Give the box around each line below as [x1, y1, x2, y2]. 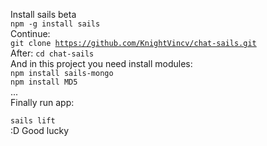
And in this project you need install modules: [10, 58, 193, 69]
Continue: [10, 28, 51, 39]
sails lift [10, 116, 56, 126]
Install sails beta [10, 9, 77, 20]
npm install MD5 [10, 77, 78, 87]
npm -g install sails [10, 19, 101, 29]
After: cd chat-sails [10, 47, 95, 59]
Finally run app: [10, 97, 75, 108]
